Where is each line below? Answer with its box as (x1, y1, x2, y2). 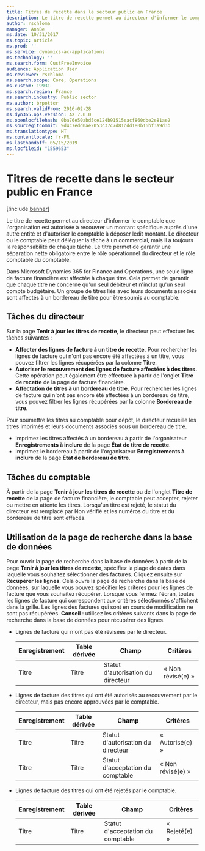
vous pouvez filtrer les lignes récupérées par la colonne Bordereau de (15, 398, 192, 406)
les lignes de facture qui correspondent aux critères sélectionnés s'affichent (6, 597, 198, 604)
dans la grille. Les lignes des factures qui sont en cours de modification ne (6, 603, 193, 611)
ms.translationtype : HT (6, 128, 67, 135)
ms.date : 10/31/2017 (6, 32, 59, 38)
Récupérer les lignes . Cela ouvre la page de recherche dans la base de (6, 578, 186, 584)
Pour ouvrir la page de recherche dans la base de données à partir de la (6, 558, 187, 565)
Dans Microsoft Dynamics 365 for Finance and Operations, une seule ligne (6, 267, 194, 275)
